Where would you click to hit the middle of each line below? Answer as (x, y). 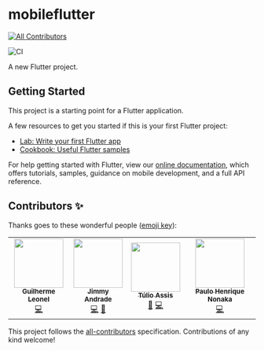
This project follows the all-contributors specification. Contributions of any (129, 331)
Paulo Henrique (220, 292)
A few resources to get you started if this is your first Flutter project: (118, 126)
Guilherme (39, 292)
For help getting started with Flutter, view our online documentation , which (129, 164)
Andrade (98, 299)
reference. (25, 181)
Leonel (38, 299)
